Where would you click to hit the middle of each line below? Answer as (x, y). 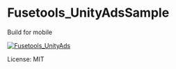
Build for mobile (30, 32)
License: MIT (26, 59)
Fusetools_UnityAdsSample (88, 13)
